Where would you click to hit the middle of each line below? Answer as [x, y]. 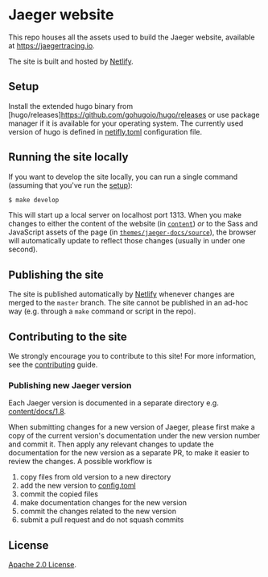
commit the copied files [59, 494]
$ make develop [34, 200]
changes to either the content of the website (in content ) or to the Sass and [133, 224]
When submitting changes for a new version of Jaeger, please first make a [132, 427]
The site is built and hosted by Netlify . [71, 61]
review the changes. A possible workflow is [80, 462]
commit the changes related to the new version [98, 511]
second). [23, 249]
